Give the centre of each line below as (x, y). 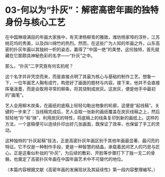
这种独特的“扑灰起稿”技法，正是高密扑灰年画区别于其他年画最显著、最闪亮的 (82, 141)
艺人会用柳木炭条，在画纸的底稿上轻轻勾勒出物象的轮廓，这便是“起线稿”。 (80, 105)
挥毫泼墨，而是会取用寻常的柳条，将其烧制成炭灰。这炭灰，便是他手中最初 (80, 89)
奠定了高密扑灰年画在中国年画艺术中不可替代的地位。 (72, 159)
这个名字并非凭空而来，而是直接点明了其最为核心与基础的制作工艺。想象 (78, 76)
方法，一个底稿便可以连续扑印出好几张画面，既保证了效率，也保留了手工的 (80, 124)
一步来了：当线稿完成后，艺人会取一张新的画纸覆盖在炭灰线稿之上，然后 (87, 111)
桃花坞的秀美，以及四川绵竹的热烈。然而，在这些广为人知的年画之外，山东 (80, 43)
